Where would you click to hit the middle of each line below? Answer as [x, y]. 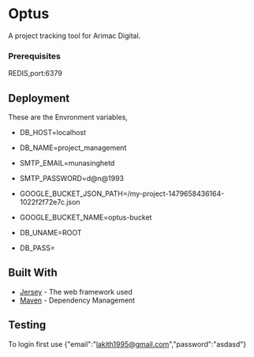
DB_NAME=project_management [73, 148]
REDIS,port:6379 [35, 73]
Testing [27, 325]
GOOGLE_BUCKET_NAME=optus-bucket [86, 217]
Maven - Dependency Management [77, 300]
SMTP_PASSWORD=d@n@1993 [72, 178]
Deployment [39, 98]
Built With [33, 273]
